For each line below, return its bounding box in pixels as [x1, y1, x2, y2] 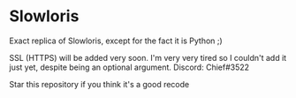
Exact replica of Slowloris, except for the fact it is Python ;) [9, 35, 223, 46]
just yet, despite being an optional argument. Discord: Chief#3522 [9, 62, 250, 72]
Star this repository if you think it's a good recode [9, 79, 190, 89]
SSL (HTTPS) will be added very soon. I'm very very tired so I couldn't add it [9, 52, 287, 63]
